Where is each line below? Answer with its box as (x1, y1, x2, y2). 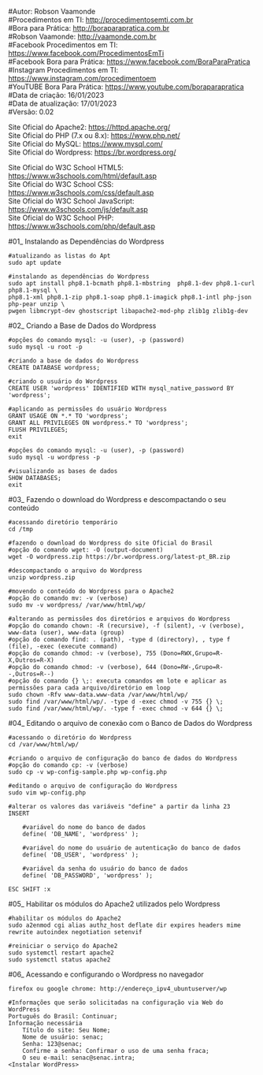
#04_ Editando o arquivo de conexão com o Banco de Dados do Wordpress (8, 719, 253, 727)
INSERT (8, 809, 30, 817)
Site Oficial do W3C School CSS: (8, 180, 114, 188)
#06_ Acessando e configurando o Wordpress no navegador (8, 969, 205, 979)
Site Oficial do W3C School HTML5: (8, 163, 124, 172)
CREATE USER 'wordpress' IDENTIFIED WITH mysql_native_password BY (8, 385, 235, 392)
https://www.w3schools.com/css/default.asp (8, 188, 154, 197)
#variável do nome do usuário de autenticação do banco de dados (22, 844, 242, 852)
